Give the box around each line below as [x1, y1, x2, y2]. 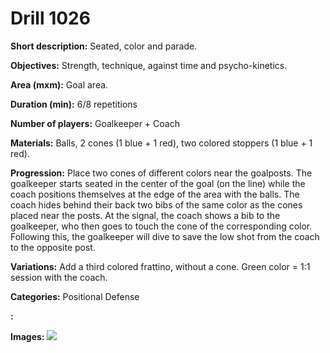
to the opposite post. [10, 241, 96, 253]
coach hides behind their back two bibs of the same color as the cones [10, 198, 303, 211]
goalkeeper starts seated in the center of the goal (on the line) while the [10, 177, 306, 189]
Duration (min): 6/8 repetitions [10, 98, 138, 110]
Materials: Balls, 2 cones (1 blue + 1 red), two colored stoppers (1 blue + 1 [10, 137, 313, 149]
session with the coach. [10, 271, 108, 283]
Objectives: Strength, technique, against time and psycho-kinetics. [10, 59, 288, 71]
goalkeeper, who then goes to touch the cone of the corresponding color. [10, 220, 313, 232]
